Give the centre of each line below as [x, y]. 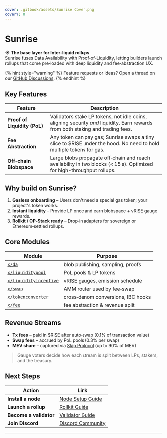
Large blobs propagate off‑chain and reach [100, 158]
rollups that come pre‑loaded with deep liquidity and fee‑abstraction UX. [79, 63]
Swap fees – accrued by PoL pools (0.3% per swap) [66, 340]
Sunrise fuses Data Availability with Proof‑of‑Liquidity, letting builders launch [83, 58]
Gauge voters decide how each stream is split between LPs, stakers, [87, 355]
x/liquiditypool [27, 273]
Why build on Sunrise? [41, 188]
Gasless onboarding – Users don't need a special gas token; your [80, 200]
